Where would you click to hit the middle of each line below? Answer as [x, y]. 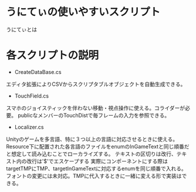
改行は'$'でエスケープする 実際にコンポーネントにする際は [97, 161]
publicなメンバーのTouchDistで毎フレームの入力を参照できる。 [94, 115]
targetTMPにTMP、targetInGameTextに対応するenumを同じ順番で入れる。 [96, 169]
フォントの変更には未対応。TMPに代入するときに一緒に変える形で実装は [94, 176]
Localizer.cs [29, 127]
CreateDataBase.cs [38, 72]
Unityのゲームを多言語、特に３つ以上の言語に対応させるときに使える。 [92, 139]
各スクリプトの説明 [53, 55]
